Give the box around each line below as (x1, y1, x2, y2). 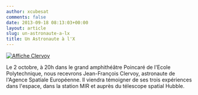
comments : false (6, 14, 46, 20)
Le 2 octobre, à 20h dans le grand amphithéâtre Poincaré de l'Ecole (6, 64, 171, 71)
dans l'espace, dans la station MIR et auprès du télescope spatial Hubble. (6, 83, 185, 89)
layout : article (6, 25, 46, 31)
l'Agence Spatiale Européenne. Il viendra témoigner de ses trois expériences (6, 76, 192, 83)
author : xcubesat (6, 8, 49, 15)
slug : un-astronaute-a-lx (6, 31, 70, 37)
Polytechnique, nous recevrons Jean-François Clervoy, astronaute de (6, 70, 176, 77)
